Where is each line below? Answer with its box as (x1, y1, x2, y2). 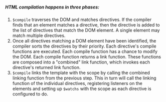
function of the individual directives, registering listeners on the (12, 80, 143, 86)
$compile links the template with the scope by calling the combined (12, 69, 150, 75)
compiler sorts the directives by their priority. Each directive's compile (12, 43, 157, 49)
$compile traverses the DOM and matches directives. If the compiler (12, 16, 152, 22)
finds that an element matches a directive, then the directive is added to (12, 21, 161, 27)
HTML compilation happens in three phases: (5, 4, 100, 10)
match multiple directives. (12, 32, 66, 38)
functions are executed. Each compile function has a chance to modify (12, 48, 158, 54)
